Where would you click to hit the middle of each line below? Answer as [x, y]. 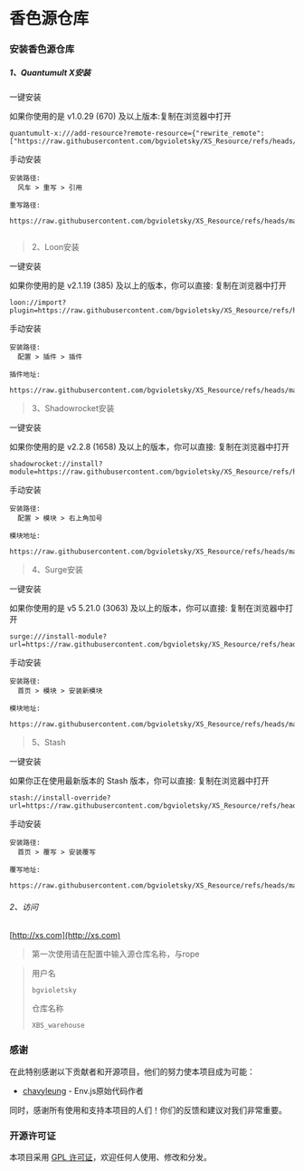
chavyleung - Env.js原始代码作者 [83, 1090]
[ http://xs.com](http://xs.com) [65, 936]
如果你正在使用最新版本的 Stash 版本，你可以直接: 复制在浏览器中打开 [139, 781]
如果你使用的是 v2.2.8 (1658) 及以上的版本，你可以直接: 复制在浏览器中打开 [149, 447]
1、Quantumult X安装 [50, 72]
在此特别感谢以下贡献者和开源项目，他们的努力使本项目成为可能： [132, 1071]
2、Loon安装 [55, 247]
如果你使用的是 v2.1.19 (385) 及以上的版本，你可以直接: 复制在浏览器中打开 [148, 285]
